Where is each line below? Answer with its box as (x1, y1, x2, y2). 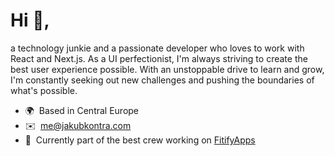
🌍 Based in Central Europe (24, 104, 140, 116)
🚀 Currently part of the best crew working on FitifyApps (24, 134, 256, 146)
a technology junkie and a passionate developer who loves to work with (10, 42, 305, 54)
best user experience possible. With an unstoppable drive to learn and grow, (10, 63, 325, 75)
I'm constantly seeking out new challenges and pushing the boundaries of (10, 74, 315, 86)
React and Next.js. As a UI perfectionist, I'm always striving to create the (10, 52, 308, 64)
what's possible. (10, 84, 78, 96)
